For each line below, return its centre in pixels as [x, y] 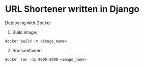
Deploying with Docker [28, 23]
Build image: [25, 32]
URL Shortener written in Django [72, 9]
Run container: [27, 50]
